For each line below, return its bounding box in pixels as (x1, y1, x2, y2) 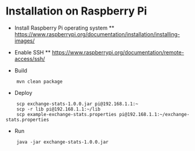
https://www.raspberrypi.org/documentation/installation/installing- (14, 30, 181, 37)
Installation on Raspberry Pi (5, 4, 147, 18)
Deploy (14, 89, 33, 96)
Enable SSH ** (14, 48, 51, 56)
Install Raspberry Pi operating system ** (14, 24, 115, 31)
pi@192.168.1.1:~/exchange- (119, 111, 190, 117)
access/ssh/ (14, 55, 45, 62)
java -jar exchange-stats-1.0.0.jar (16, 139, 109, 145)
